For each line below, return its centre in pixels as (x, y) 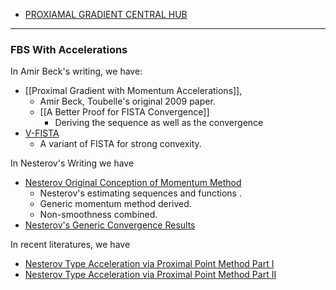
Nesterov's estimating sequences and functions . (140, 193)
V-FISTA (42, 133)
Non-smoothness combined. (98, 215)
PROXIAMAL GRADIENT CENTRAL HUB (106, 14)
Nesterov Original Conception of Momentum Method (133, 183)
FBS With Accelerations (69, 49)
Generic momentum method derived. (115, 204)
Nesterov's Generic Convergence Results (110, 225)
